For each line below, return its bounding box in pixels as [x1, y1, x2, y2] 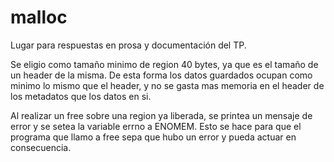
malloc [10, 6, 68, 29]
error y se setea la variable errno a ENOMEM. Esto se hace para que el [10, 120, 302, 132]
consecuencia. [10, 141, 72, 153]
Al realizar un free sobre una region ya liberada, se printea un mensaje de [10, 109, 313, 121]
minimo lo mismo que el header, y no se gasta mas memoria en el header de [10, 79, 325, 91]
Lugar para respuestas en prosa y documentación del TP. [10, 39, 247, 51]
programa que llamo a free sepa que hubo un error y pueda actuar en [10, 131, 297, 143]
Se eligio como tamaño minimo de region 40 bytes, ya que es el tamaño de [10, 58, 319, 70]
